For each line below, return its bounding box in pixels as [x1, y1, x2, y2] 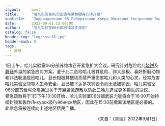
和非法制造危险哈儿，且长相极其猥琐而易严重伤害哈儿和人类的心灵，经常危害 [5, 75, 160, 80]
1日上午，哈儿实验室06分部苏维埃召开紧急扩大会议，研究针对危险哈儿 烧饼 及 [5, 62, 159, 68]
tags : [5, 44, 16, 49]
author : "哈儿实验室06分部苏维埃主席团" [5, 25, 88, 30]
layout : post [5, 7, 41, 12]
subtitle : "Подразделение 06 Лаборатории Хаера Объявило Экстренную [5, 16, 153, 21]
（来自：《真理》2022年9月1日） [95, 116, 160, 122]
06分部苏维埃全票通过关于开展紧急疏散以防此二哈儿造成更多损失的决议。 [5, 87, 153, 93]
